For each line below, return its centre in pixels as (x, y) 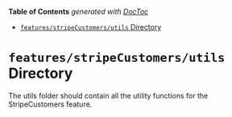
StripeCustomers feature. (50, 104)
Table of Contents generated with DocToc (79, 12)
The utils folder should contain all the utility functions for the (108, 95)
